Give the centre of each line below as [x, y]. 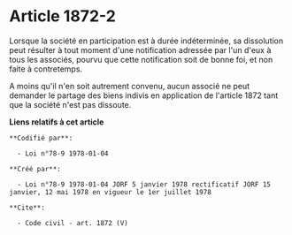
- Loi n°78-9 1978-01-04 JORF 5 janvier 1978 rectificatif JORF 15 [144, 184]
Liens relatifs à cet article [57, 122]
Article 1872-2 [63, 16]
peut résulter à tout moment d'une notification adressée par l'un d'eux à [140, 49]
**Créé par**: [35, 169]
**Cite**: [27, 208]
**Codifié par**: [41, 138]
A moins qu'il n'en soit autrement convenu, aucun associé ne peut [130, 86]
